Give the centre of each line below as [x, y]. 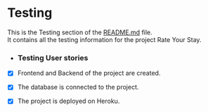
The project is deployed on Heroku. [69, 101]
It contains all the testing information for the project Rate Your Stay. [104, 39]
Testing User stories [53, 57]
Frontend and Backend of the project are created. [89, 73]
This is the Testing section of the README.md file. [80, 32]
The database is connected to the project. [78, 87]
